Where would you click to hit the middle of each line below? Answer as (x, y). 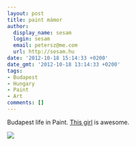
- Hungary (21, 84)
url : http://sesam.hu (44, 52)
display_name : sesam (42, 33)
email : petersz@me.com (45, 45)
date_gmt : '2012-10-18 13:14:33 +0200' (64, 64)
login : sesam (32, 39)
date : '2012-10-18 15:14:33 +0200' (58, 58)
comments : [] (26, 103)
